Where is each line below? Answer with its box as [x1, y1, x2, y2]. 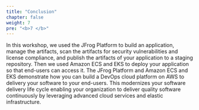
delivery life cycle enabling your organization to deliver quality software [6, 86, 181, 93]
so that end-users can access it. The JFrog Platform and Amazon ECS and [6, 67, 188, 74]
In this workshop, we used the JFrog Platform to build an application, [6, 42, 175, 49]
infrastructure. [6, 99, 42, 106]
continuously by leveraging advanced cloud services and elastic [6, 92, 163, 99]
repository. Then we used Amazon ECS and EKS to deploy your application [6, 61, 189, 68]
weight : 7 [6, 20, 31, 26]
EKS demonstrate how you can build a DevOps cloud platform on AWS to [6, 73, 185, 80]
